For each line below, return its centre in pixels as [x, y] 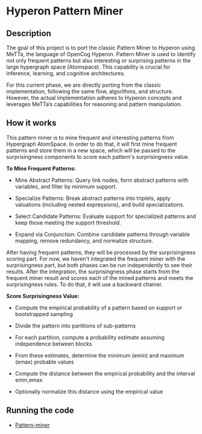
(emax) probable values [44, 362]
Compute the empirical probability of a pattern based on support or [99, 308]
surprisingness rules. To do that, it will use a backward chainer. [84, 284]
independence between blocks [53, 344]
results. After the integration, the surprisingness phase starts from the [93, 271]
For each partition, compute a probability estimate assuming [90, 337]
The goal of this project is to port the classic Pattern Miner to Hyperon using [101, 48]
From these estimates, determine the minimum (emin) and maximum [99, 355]
